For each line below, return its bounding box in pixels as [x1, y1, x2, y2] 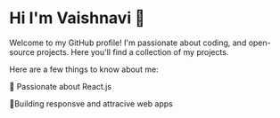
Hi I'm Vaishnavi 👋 [9, 8, 145, 28]
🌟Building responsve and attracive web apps [9, 98, 174, 109]
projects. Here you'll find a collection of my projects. [37, 46, 229, 57]
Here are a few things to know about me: [9, 64, 159, 75]
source [9, 46, 36, 57]
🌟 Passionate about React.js [9, 81, 112, 91]
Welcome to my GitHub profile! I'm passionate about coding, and [9, 37, 247, 48]
